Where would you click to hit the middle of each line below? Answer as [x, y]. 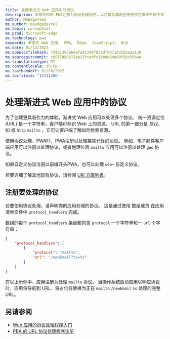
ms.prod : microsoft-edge [31, 33]
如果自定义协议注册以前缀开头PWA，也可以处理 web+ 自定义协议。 [74, 164]
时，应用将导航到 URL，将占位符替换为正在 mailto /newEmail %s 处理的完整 [83, 288]
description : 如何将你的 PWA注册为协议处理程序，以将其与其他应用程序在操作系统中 [83, 15]
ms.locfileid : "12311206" [32, 76]
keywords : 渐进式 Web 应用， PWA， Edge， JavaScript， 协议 [67, 43]
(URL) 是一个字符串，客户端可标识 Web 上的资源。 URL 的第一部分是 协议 [82, 123]
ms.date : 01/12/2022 [27, 48]
